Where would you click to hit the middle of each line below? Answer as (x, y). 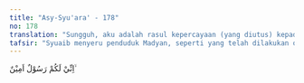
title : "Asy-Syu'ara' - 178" (64, 18)
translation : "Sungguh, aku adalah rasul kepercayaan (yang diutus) (141, 34)
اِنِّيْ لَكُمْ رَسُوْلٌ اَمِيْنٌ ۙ (43, 69)
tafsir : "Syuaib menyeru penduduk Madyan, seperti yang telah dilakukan (149, 43)
